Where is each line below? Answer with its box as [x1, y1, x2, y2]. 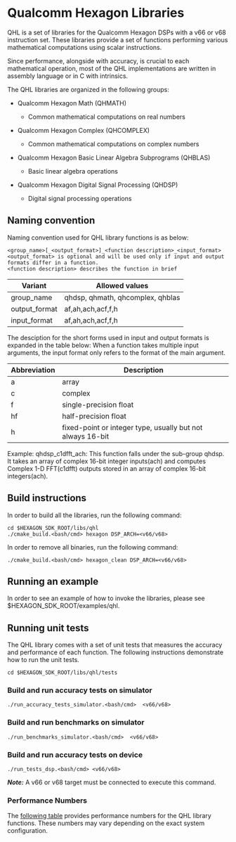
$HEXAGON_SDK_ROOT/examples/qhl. [7, 602, 120, 610]
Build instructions [7, 492, 86, 504]
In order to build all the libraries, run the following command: [7, 511, 182, 519]
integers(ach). [7, 472, 48, 480]
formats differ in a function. [7, 259, 99, 266]
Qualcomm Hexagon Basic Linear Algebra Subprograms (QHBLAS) [17, 153, 211, 162]
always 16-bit [62, 431, 110, 441]
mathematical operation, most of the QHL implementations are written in [7, 64, 216, 72]
